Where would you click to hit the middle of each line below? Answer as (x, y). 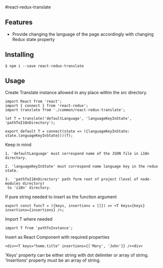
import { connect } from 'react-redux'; (47, 106)
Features (19, 22)
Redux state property (33, 39)
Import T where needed (29, 219)
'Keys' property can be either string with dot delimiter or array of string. (77, 255)
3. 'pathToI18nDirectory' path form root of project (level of (72, 179)
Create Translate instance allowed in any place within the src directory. (76, 93)
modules (13, 184)
